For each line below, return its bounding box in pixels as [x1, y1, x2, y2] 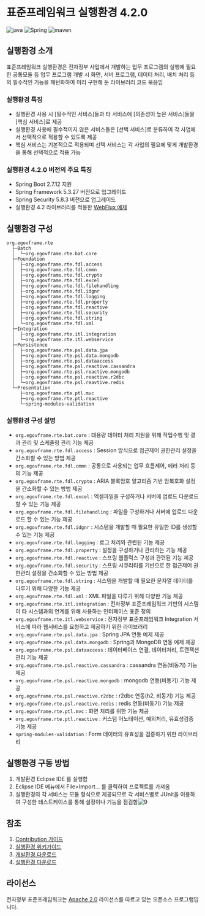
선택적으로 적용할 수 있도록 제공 [21, 133, 97, 141]
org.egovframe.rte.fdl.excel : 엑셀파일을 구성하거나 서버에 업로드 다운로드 [15, 493, 199, 500]
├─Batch [12, 245, 32, 252]
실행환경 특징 [6, 95, 43, 104]
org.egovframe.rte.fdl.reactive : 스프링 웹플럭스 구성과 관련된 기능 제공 [15, 554, 194, 561]
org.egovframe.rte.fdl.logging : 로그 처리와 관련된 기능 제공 [15, 539, 165, 546]
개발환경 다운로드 [15, 851, 57, 858]
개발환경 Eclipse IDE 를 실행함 [15, 776, 88, 783]
